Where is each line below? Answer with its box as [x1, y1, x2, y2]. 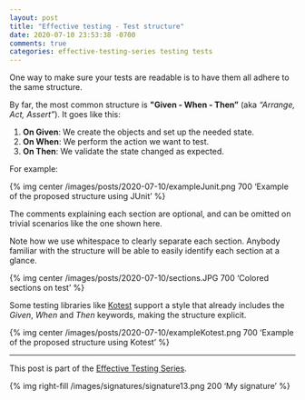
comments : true [9, 38, 67, 48]
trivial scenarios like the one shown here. [9, 218, 163, 229]
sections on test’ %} [9, 283, 84, 294]
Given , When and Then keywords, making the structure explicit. [9, 310, 247, 321]
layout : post [9, 13, 59, 23]
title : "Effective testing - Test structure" [9, 22, 184, 31]
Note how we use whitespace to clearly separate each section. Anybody [9, 235, 280, 246]
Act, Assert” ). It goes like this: [9, 109, 121, 120]
